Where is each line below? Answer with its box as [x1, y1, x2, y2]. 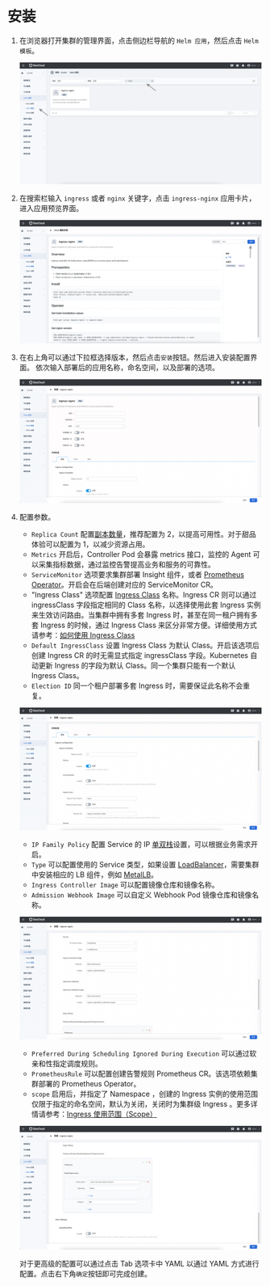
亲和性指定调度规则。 [31, 1059, 102, 1069]
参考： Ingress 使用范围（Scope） [45, 1109, 158, 1119]
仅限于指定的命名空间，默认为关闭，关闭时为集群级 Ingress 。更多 [31, 1099, 251, 1109]
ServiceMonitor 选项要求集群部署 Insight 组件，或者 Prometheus [31, 569, 245, 579]
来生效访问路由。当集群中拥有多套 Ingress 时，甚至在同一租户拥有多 [31, 609, 259, 619]
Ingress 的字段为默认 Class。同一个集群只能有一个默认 [54, 660, 236, 670]
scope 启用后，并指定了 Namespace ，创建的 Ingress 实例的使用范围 [31, 1089, 259, 1099]
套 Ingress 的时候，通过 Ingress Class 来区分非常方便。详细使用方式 [31, 620, 257, 630]
